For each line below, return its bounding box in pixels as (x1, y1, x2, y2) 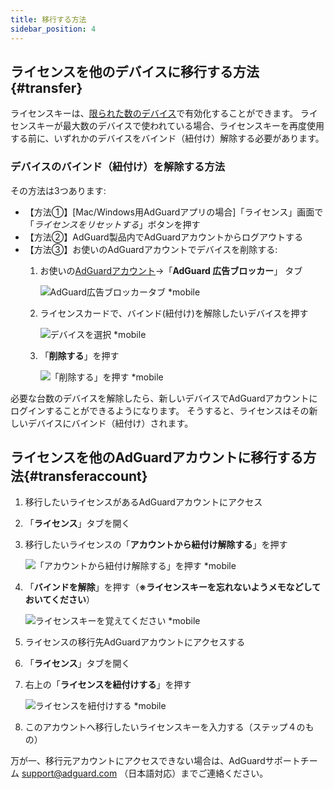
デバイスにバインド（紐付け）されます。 (27, 417, 194, 429)
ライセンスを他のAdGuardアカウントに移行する (10, 449, 304, 466)
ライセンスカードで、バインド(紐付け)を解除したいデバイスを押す (39, 307, 309, 319)
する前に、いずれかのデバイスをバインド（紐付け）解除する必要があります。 (10, 132, 325, 145)
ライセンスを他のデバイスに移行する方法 (10, 63, 260, 80)
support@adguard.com (21, 767, 118, 780)
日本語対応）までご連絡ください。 (128, 767, 269, 780)
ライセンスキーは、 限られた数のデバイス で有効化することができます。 (10, 107, 298, 120)
